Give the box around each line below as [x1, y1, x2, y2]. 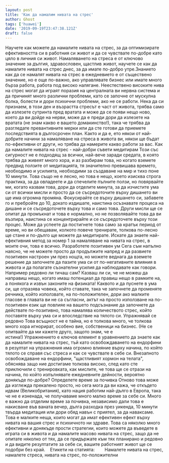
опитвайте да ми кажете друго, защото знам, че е [5, 329, 113, 334]
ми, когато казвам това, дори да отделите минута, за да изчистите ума [5, 184, 159, 190]
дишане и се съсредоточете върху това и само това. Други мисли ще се [5, 205, 163, 211]
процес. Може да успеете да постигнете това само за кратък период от [5, 221, 161, 227]
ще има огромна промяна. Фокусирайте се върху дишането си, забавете [5, 195, 164, 201]
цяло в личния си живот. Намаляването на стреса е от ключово [5, 55, 143, 61]
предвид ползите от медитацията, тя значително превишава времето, [5, 162, 157, 168]
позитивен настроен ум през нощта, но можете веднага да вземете [5, 254, 152, 260]
